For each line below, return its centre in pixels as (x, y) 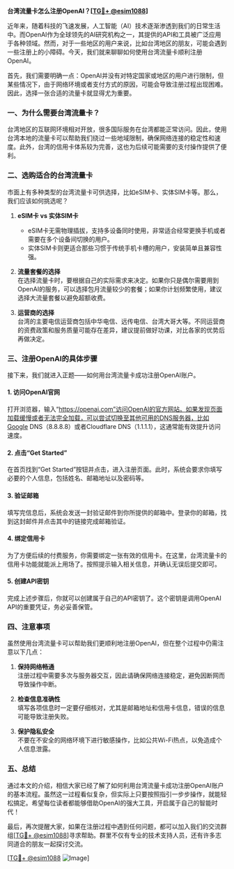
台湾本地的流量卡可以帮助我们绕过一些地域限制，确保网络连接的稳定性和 (111, 138)
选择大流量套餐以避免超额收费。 (63, 298)
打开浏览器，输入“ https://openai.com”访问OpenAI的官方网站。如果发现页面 (115, 409)
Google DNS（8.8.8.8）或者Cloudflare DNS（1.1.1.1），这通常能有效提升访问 (114, 427)
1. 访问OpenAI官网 (34, 392)
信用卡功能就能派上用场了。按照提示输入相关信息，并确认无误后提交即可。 (114, 564)
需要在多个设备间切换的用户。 (70, 239)
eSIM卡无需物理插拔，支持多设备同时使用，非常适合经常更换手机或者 (127, 231)
